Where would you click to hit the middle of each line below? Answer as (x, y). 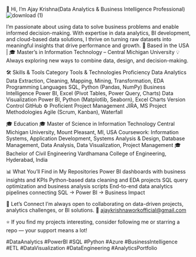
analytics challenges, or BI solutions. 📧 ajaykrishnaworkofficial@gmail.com (96, 210)
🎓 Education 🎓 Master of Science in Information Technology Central (90, 124)
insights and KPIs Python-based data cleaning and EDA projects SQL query (97, 180)
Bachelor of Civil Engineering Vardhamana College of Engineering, (86, 153)
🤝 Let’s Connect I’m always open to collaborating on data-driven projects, (95, 204)
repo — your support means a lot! (47, 230)
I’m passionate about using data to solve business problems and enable (92, 27)
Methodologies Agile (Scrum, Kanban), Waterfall (65, 112)
